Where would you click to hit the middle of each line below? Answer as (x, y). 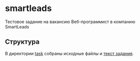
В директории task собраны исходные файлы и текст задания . (70, 53)
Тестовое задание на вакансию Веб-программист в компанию (70, 22)
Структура (22, 42)
